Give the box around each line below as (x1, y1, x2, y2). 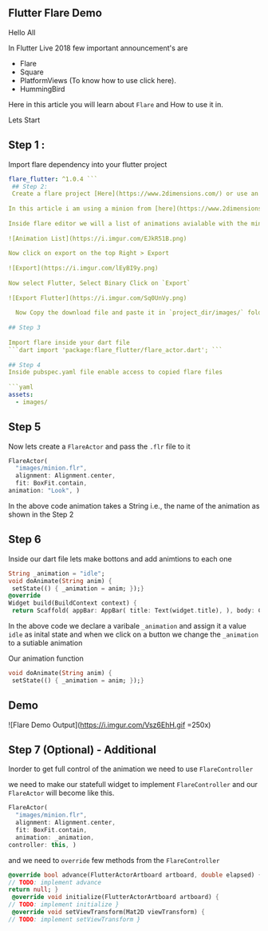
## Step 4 (8, 361, 41, 369)
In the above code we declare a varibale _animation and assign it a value (8, 621, 247, 630)
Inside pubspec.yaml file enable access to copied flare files (8, 368, 223, 377)
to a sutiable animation (8, 638, 83, 647)
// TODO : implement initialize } (8, 901, 120, 909)
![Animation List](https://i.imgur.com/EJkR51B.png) (8, 234, 187, 242)
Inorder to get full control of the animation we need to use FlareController (8, 764, 254, 774)
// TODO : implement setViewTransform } (8, 915, 141, 923)
